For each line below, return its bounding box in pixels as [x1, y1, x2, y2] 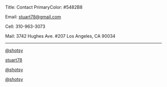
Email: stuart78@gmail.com [5, 14, 61, 19]
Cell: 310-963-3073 [5, 23, 46, 29]
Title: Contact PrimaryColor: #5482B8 [5, 4, 83, 10]
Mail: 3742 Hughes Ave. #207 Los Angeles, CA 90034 [5, 33, 116, 39]
